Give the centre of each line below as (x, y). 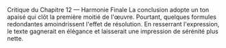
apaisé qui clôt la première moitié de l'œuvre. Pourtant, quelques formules (112, 17)
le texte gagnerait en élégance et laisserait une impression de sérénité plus (113, 31)
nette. (15, 39)
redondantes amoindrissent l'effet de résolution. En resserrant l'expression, (113, 24)
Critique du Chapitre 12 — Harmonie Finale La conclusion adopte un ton (108, 10)
